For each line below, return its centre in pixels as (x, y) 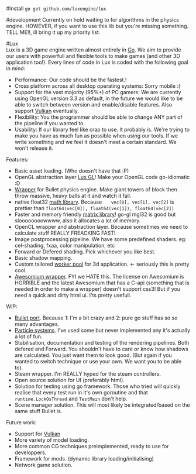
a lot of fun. (28, 336)
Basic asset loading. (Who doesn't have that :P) (72, 171)
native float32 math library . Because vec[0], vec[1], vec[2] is (94, 202)
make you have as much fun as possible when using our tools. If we (96, 136)
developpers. (30, 452)
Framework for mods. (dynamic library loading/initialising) (84, 458)
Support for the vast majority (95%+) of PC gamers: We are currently (98, 92)
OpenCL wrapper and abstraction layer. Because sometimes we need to (101, 227)
